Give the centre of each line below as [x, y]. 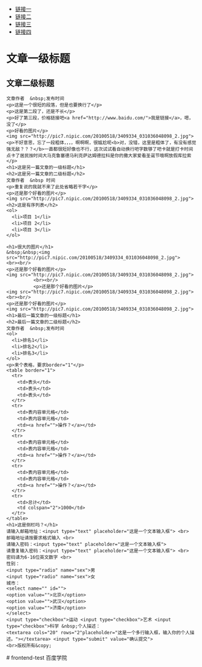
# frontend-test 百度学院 [37, 658]
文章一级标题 [39, 59]
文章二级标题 [30, 83]
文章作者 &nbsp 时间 [31, 180]
